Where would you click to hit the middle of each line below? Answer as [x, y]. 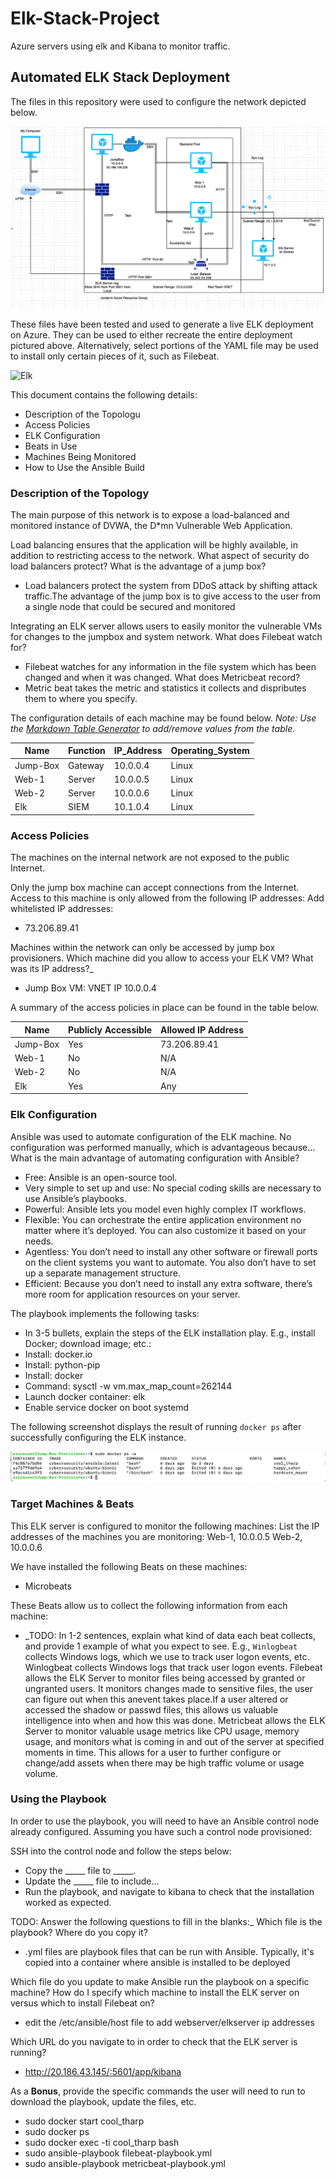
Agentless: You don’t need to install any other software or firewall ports [171, 1251]
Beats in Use [51, 446]
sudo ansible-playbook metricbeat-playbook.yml [125, 2163]
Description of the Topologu [82, 414]
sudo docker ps [57, 2131]
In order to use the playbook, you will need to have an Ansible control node [164, 1821]
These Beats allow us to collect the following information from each [149, 1605]
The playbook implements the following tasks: [105, 1313]
